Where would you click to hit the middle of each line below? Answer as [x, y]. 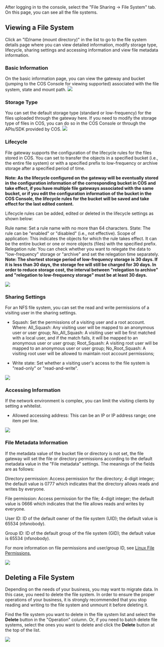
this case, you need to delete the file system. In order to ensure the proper [80, 595]
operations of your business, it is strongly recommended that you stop [76, 600]
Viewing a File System [40, 28]
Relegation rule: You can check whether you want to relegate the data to [78, 249]
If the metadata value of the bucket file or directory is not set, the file [74, 453]
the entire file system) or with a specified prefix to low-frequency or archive [82, 163]
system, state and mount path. [36, 90]
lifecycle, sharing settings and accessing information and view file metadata [82, 50]
